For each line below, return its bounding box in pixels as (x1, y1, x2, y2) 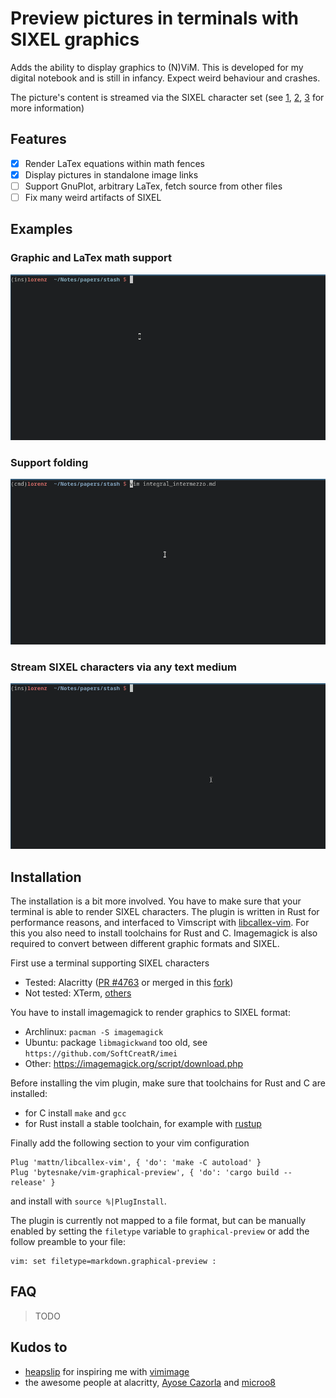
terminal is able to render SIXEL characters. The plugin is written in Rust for (10, 905, 320, 917)
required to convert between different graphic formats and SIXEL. (10, 937, 280, 949)
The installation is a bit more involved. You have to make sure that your (10, 895, 302, 907)
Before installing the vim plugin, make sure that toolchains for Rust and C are (10, 1077, 326, 1089)
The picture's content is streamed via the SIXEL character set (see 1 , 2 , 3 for (10, 91, 325, 103)
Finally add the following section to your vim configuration (10, 1137, 250, 1149)
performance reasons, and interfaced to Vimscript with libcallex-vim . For (10, 916, 310, 928)
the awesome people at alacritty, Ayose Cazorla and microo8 (24, 1376, 276, 1388)
